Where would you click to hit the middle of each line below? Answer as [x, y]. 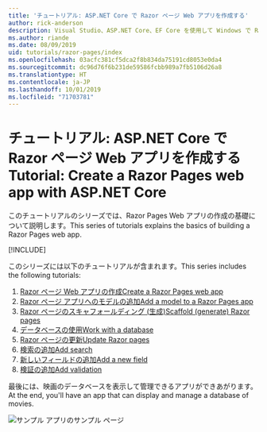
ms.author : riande [39, 38]
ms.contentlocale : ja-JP [49, 82]
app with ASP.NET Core [87, 193]
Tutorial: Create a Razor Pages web [126, 176]
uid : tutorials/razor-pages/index [66, 52]
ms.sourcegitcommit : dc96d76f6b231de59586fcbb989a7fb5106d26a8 [115, 67]
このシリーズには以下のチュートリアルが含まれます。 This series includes [128, 266]
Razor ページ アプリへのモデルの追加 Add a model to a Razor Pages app [137, 302]
